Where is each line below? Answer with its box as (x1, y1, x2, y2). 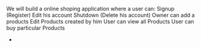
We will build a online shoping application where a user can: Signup (6, 5, 174, 12)
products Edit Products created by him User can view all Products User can (6, 18, 194, 25)
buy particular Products (6, 24, 65, 31)
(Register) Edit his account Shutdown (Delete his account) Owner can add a (6, 11, 195, 19)
